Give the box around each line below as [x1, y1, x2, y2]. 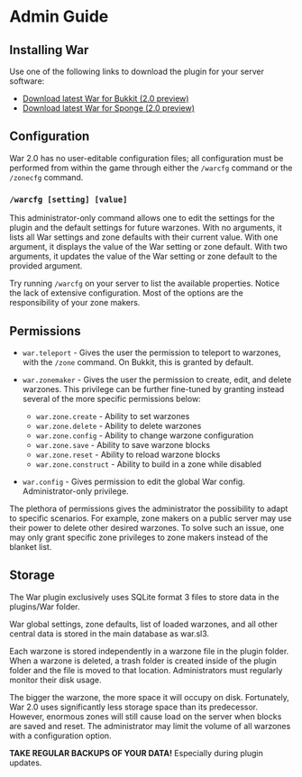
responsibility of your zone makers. [9, 297, 141, 308]
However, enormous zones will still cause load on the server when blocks [9, 710, 282, 722]
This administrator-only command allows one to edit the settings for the [9, 213, 275, 224]
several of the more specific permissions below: [22, 393, 201, 404]
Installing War [9, 42, 89, 58]
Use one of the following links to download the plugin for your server [9, 66, 264, 77]
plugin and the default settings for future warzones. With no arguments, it [9, 223, 282, 233]
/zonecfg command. [9, 171, 84, 182]
